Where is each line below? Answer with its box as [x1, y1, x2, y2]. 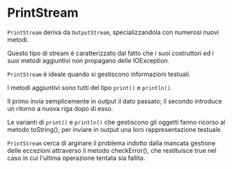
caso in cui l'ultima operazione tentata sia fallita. [7, 154, 146, 162]
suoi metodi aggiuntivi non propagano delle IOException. [7, 56, 170, 64]
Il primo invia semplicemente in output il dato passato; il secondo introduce [7, 96, 223, 105]
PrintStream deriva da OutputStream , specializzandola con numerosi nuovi [7, 28, 219, 36]
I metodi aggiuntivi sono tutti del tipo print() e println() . [7, 83, 173, 91]
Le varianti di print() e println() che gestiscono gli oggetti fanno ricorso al [7, 117, 226, 126]
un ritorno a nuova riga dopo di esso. [7, 104, 114, 112]
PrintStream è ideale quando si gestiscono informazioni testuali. [7, 70, 191, 78]
